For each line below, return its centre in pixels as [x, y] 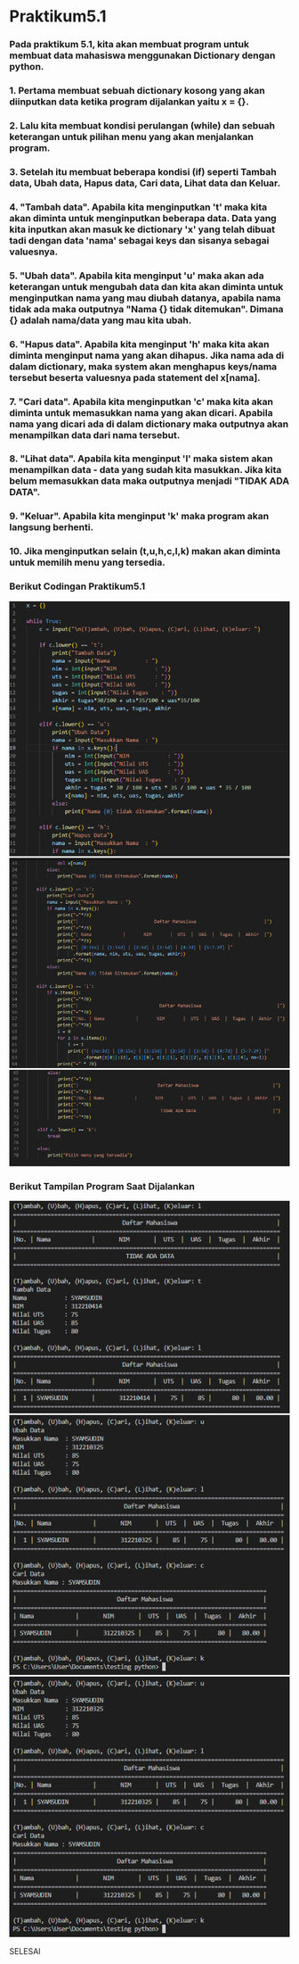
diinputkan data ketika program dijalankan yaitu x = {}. [129, 102]
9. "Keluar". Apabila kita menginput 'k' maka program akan [139, 517]
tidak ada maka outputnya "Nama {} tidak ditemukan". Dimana [146, 309]
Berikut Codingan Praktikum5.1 [77, 586]
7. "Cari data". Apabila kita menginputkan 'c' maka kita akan [141, 402]
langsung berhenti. [52, 527]
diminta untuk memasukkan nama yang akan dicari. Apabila [141, 412]
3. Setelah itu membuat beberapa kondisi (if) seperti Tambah [143, 171]
